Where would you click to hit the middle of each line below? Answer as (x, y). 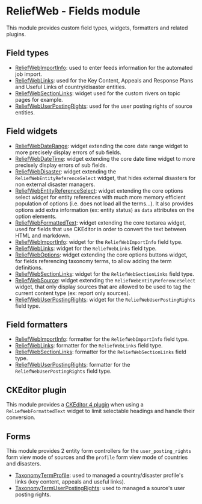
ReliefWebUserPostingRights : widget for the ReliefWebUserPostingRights (105, 299)
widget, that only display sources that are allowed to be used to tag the (103, 287)
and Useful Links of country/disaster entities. (70, 87)
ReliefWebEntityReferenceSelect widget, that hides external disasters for (105, 178)
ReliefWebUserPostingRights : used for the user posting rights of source (103, 106)
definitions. (29, 267)
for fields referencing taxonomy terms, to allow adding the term (93, 261)
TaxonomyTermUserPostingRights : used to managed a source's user (100, 488)
